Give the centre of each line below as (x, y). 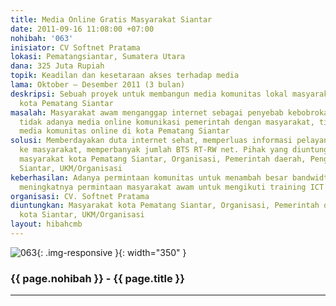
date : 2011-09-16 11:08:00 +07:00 (82, 29)
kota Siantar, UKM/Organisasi (82, 215)
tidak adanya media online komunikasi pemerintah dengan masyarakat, (167, 122)
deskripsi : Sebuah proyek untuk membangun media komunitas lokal (149, 94)
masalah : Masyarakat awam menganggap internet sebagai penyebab (147, 112)
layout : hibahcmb (46, 224)
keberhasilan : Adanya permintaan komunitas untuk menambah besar (149, 177)
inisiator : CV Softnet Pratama (75, 47)
